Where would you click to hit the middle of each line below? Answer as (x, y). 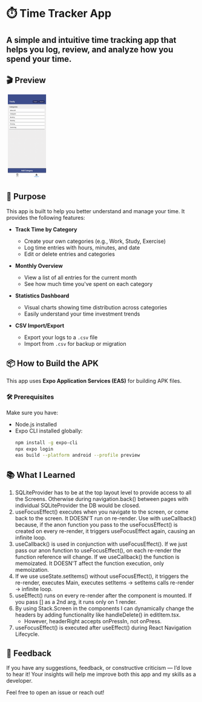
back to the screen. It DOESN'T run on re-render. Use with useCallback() (106, 518)
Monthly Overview (39, 265)
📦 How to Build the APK (52, 363)
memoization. (32, 570)
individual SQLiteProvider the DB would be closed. (78, 506)
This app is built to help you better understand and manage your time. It (96, 211)
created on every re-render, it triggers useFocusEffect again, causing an (105, 531)
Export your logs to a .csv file (61, 337)
